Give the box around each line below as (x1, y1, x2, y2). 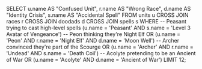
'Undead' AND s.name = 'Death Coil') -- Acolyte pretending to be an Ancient (6, 50, 196, 56)
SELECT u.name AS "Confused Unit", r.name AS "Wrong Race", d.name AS (6, 5, 191, 12)
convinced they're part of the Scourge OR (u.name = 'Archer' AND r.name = (6, 43, 194, 50)
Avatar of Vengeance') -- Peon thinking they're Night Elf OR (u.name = (6, 31, 181, 38)
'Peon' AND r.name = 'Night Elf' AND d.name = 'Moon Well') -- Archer (6, 37, 179, 44)
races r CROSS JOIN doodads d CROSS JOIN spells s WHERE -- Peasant (6, 18, 187, 25)
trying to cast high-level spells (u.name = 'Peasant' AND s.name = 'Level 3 (6, 24, 191, 31)
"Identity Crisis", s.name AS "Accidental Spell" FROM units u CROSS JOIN (6, 11, 189, 19)
